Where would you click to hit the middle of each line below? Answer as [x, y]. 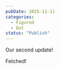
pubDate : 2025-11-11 [31, 11]
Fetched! [16, 61]
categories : [20, 17]
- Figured [22, 22]
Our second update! [29, 50]
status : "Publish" [28, 33]
